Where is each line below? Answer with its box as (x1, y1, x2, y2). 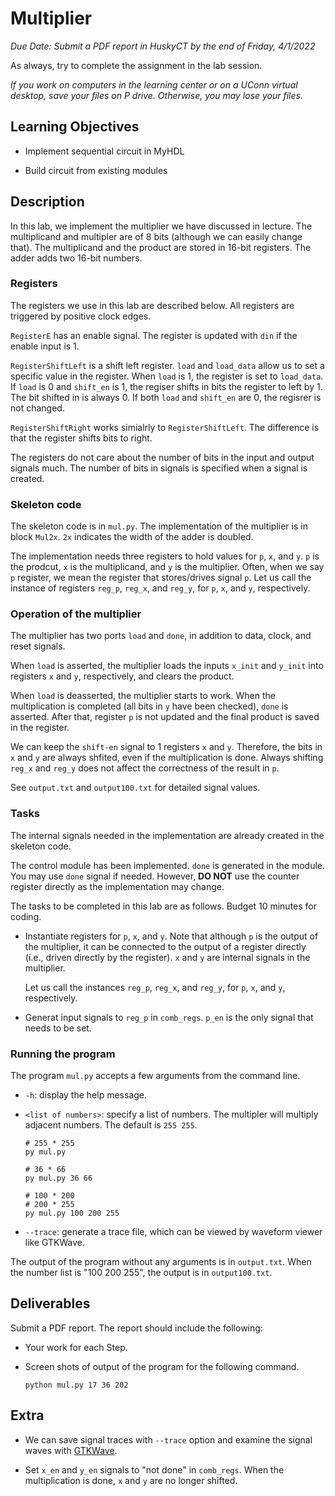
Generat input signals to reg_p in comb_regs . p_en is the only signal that (24, 1011, 314, 1023)
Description (10, 193, 85, 211)
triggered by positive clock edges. (10, 310, 152, 322)
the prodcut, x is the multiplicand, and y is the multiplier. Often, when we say (10, 561, 325, 573)
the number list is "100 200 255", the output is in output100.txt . (10, 1267, 273, 1279)
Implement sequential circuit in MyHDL (24, 145, 185, 157)
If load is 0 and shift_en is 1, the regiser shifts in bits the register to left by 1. (10, 380, 323, 392)
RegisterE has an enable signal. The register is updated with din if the (10, 329, 298, 341)
